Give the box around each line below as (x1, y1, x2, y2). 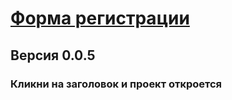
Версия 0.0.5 (10, 47, 96, 64)
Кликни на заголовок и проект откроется (10, 77, 223, 91)
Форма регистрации (10, 7, 190, 30)
